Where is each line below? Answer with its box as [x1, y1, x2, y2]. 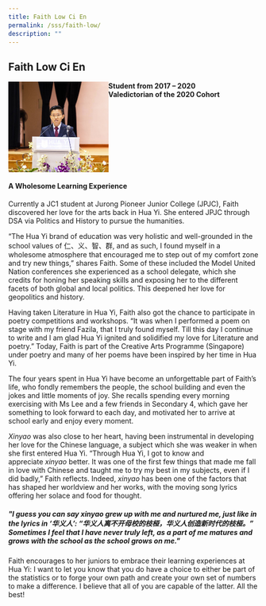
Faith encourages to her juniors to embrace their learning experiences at [8, 556, 245, 565]
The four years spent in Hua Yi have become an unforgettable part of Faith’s [8, 374, 256, 384]
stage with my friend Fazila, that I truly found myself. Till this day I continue [8, 325, 253, 334]
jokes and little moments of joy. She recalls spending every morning [8, 391, 230, 401]
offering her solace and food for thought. [8, 491, 142, 501]
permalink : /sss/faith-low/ [8, 21, 102, 29]
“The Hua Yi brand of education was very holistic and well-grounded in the [8, 232, 253, 241]
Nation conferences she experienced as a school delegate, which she [8, 267, 237, 276]
